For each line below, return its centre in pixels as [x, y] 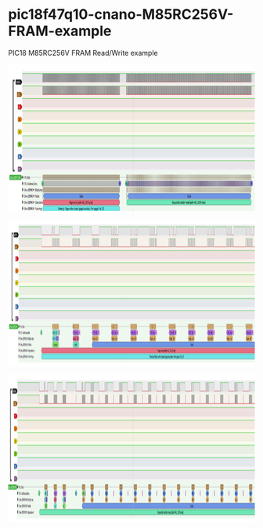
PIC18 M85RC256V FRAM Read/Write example [83, 53]
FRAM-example [60, 31]
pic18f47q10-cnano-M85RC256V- [121, 15]
